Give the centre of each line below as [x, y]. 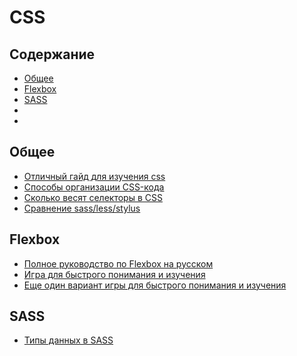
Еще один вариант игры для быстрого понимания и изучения [155, 285]
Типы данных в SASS [68, 340]
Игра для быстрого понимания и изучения [114, 274]
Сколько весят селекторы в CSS [93, 197]
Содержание [52, 54]
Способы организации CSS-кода [94, 187]
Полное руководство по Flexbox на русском [118, 263]
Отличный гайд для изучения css [94, 176]
